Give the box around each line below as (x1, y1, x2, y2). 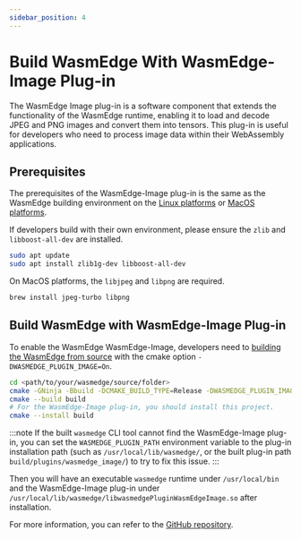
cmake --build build (9, 395, 87, 404)
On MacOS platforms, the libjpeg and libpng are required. (9, 276, 226, 287)
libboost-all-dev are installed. (9, 234, 124, 244)
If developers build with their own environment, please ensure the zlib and (9, 225, 286, 235)
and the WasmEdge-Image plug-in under (9, 483, 160, 493)
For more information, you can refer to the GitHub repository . (9, 519, 234, 530)
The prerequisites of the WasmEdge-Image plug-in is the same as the (9, 188, 266, 199)
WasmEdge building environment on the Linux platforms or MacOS (9, 198, 255, 209)
